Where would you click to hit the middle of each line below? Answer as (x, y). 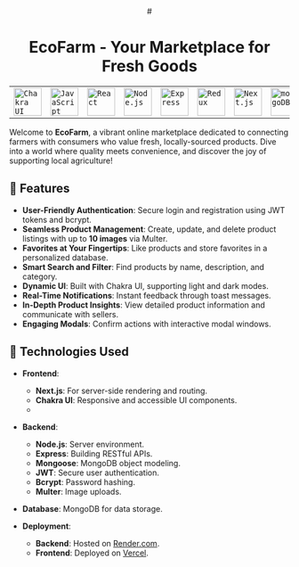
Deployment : (46, 526)
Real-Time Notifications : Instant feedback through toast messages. (146, 295)
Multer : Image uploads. (78, 491)
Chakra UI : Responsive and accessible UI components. (136, 400)
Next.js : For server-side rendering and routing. (121, 390)
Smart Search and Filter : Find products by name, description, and (143, 267)
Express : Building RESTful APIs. (94, 453)
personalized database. (65, 257)
